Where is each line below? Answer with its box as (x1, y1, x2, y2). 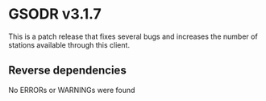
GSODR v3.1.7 (8, 5, 102, 23)
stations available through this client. (8, 40, 131, 49)
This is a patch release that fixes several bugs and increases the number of (8, 32, 258, 41)
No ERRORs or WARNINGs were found (8, 85, 135, 95)
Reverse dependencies (8, 64, 127, 78)
